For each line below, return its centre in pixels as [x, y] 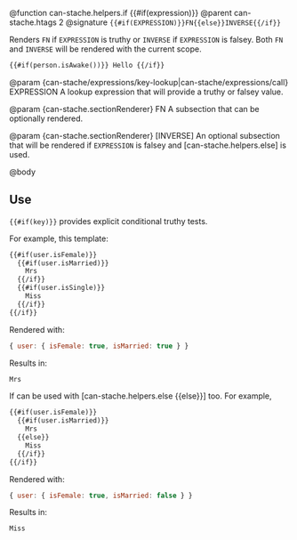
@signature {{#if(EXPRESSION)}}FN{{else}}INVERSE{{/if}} [173, 22]
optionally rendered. [46, 118]
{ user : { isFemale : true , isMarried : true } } [99, 346]
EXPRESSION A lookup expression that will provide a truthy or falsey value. [146, 92]
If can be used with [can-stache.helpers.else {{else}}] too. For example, [141, 396]
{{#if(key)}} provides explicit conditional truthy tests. [108, 221]
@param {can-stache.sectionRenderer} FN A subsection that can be [134, 109]
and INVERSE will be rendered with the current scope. [105, 49]
